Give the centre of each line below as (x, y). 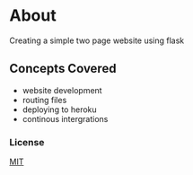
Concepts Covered (63, 69)
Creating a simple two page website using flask (97, 40)
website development (62, 90)
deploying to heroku (59, 109)
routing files (44, 100)
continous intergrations (65, 118)
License (27, 142)
